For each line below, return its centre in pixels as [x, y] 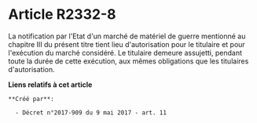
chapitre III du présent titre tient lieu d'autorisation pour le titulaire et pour [127, 44]
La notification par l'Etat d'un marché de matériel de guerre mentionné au [127, 36]
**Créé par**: [31, 99]
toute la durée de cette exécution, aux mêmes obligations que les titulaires [128, 61]
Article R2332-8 [62, 14]
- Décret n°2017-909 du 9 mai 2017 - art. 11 [91, 112]
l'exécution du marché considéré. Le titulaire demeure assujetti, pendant [125, 52]
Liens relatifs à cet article [50, 85]
